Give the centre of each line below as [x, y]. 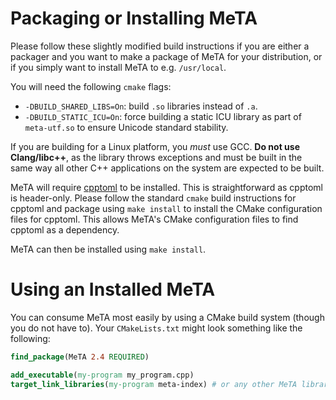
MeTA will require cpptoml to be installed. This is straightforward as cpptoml [166, 187]
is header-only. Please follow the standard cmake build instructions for [153, 198]
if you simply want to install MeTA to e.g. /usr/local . [118, 67]
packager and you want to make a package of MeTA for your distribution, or [166, 56]
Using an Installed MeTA [113, 289]
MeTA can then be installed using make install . [108, 249]
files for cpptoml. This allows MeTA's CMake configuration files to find [154, 219]
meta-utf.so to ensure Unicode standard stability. [126, 127]
